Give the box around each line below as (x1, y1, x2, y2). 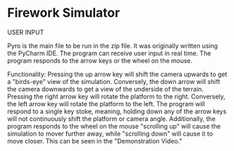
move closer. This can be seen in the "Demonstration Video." (7, 136, 183, 145)
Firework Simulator (7, 5, 120, 21)
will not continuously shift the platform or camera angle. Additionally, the (7, 114, 216, 123)
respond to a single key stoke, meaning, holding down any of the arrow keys (7, 107, 227, 115)
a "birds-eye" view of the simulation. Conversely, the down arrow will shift (7, 77, 220, 85)
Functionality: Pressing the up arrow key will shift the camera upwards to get (7, 70, 228, 78)
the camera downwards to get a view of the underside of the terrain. (7, 85, 204, 93)
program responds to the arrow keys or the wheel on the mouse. (7, 56, 193, 64)
